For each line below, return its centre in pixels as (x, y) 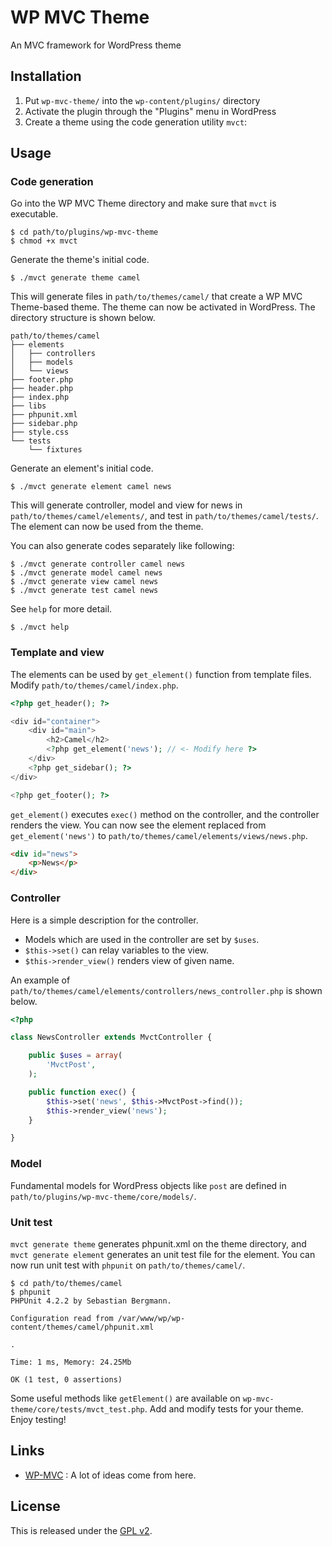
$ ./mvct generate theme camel (75, 278)
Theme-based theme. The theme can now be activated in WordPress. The (163, 307)
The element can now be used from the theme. (107, 527)
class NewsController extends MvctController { (111, 1037)
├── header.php (42, 389)
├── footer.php (42, 380)
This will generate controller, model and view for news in (126, 505)
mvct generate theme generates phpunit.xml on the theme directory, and (158, 1243)
